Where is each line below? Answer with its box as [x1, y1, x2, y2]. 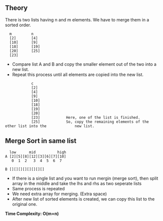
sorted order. [5, 22, 31, 28]
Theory [5, 4, 28, 12]
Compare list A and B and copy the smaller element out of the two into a [12, 61, 157, 67]
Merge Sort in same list [5, 137, 77, 145]
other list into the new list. [5, 124, 95, 129]
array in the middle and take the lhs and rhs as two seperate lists [12, 180, 142, 186]
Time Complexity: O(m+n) [5, 210, 59, 216]
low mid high [9, 149, 67, 155]
